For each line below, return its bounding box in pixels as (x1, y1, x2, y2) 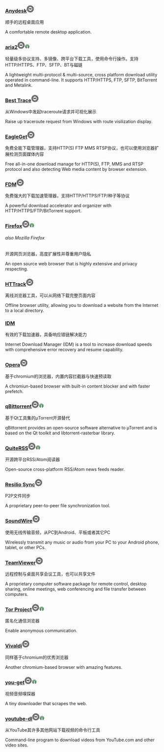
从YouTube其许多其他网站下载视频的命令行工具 (5, 727, 101, 733)
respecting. (5, 266, 28, 272)
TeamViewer (5, 559, 36, 566)
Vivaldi (5, 643, 22, 650)
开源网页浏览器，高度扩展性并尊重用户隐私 (5, 251, 91, 257)
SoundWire (5, 518, 33, 524)
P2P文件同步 (5, 493, 31, 499)
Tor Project (5, 606, 32, 613)
